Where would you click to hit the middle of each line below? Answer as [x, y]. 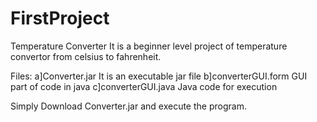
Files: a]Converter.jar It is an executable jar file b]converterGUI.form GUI [159, 76]
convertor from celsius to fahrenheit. [86, 56]
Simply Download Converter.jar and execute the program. [128, 106]
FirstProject [60, 18]
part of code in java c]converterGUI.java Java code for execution [144, 86]
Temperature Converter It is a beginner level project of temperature [149, 46]
